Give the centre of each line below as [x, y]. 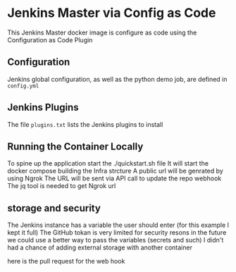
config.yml [23, 86]
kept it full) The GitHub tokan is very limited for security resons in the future [117, 233]
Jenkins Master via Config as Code [112, 13]
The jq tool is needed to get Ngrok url [62, 186]
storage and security [54, 208]
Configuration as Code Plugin [50, 39]
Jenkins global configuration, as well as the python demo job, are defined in [117, 79]
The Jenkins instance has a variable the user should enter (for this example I [118, 225]
